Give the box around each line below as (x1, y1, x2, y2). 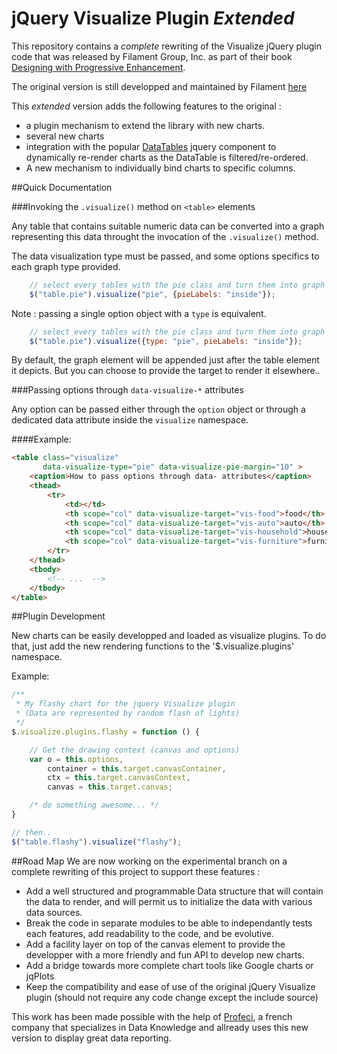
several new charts (25, 130, 105, 142)
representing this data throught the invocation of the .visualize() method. (11, 230, 319, 242)
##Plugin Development (11, 610, 106, 622)
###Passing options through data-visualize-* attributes (11, 384, 244, 396)
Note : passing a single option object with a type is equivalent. (11, 307, 267, 319)
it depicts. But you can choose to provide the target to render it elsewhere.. (11, 365, 321, 377)
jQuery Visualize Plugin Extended (11, 7, 295, 30)
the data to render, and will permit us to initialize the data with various (25, 895, 313, 907)
